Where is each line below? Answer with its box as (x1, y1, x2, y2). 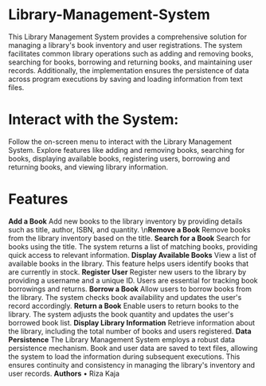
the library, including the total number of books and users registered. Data (8, 326, 252, 336)
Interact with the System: (8, 111, 179, 129)
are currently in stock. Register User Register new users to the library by (8, 267, 247, 276)
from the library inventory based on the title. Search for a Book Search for (8, 233, 251, 243)
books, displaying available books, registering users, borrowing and (8, 154, 231, 163)
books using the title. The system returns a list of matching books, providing (8, 241, 258, 251)
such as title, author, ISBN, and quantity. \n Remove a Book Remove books (8, 224, 251, 234)
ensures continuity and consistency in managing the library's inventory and (8, 360, 256, 369)
